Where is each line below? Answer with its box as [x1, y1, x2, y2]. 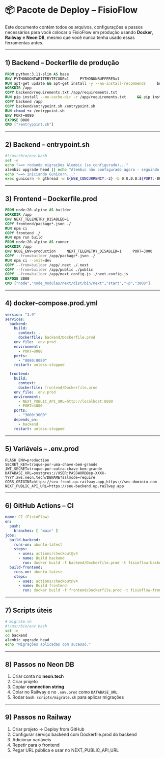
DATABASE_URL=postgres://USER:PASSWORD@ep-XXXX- [5, 470, 107, 476]
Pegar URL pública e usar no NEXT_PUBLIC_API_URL [12, 747, 119, 753]
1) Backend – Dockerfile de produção [5, 59, 119, 67]
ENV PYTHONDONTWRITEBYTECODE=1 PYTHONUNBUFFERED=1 [5, 76, 120, 81]
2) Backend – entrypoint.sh [5, 140, 90, 149]
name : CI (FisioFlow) [5, 515, 50, 520]
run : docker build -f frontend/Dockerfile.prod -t [23, 588, 129, 593]
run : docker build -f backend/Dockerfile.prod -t [23, 560, 126, 565]
